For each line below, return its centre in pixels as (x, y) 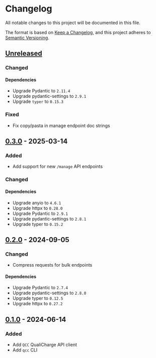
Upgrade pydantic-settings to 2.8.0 (49, 293)
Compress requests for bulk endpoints (52, 265)
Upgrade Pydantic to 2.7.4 (40, 288)
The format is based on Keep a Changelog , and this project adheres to (78, 32)
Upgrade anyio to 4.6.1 (37, 203)
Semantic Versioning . (27, 38)
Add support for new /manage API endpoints (58, 167)
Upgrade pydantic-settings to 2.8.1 (49, 218)
